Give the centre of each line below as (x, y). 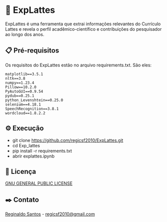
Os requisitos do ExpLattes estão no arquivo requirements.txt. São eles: (78, 65)
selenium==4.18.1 (23, 104)
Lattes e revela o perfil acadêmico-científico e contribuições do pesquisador (83, 29)
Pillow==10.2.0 (21, 87)
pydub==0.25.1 (20, 96)
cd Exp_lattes (26, 145)
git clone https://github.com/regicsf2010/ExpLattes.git (68, 140)
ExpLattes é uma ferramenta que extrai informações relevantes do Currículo (83, 24)
